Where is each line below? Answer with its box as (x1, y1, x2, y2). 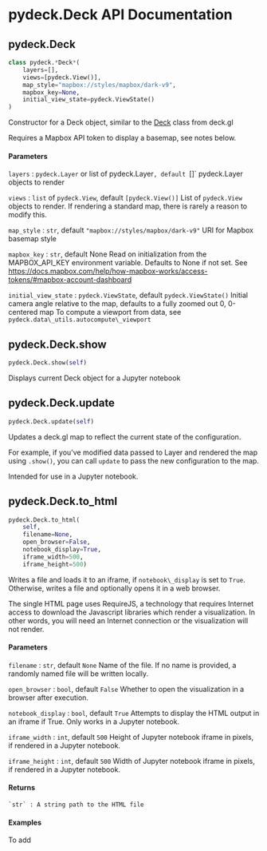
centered (8, 308, 38, 317)
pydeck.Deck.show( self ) (8, 359, 88, 367)
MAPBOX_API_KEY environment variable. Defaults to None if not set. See (8, 258, 248, 268)
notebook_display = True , (22, 546, 102, 554)
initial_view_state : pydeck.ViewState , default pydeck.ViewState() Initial (8, 290, 249, 300)
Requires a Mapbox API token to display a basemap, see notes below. (8, 133, 237, 143)
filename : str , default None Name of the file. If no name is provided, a (8, 660, 237, 670)
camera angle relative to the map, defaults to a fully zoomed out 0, (8, 299, 227, 308)
